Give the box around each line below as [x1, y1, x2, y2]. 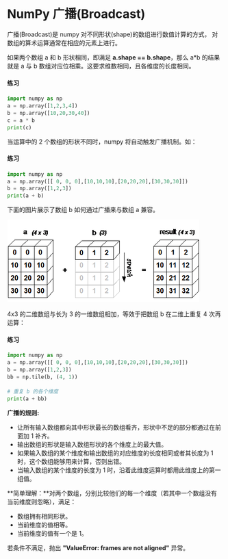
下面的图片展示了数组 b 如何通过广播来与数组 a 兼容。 [7, 206, 160, 214]
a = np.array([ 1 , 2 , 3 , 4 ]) [7, 103, 78, 109]
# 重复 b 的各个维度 [7, 388, 59, 395]
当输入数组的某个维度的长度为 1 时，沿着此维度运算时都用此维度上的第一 [16, 466, 221, 474]
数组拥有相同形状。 [16, 512, 72, 520]
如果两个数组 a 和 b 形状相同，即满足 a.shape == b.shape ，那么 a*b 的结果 [7, 53, 220, 62]
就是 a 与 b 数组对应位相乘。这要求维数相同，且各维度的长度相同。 [7, 62, 195, 70]
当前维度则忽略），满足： [7, 497, 77, 506]
